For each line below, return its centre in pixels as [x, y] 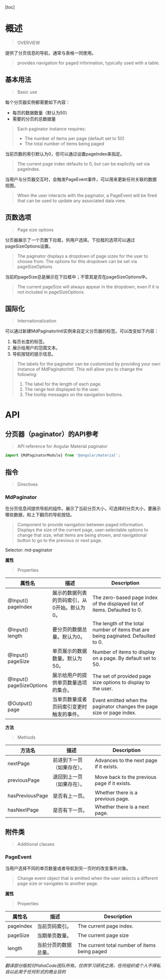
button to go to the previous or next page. [60, 541]
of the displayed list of [118, 604]
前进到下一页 [68, 760]
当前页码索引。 [54, 926]
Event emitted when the [120, 701]
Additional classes [36, 844]
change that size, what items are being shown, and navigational [82, 535]
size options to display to [121, 682]
